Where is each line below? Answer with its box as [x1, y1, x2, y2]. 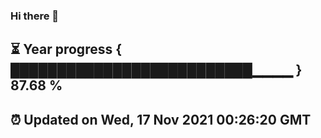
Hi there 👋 [10, 9, 60, 23]
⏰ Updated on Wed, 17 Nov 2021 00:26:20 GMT [10, 111, 312, 128]
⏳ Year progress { [10, 41, 123, 58]
